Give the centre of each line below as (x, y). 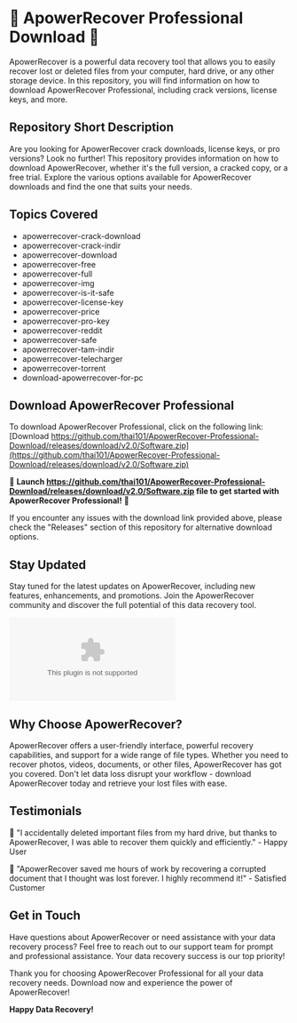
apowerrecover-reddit (62, 330)
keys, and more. (39, 99)
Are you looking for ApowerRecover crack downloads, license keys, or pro (145, 148)
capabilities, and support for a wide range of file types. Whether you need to (149, 755)
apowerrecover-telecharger (72, 358)
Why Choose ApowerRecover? (96, 724)
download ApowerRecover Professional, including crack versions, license (143, 90)
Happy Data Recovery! (52, 1009)
